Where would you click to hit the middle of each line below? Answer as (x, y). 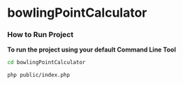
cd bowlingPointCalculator (46, 63)
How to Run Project (41, 35)
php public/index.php (39, 75)
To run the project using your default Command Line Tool (91, 49)
